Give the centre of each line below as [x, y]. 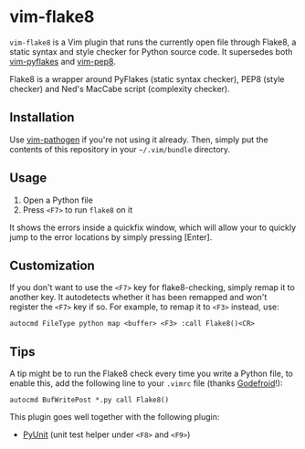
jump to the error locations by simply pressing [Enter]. [111, 237]
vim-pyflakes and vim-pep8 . [63, 61]
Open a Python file [58, 200]
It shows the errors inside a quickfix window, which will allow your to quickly [153, 227]
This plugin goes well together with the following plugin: [115, 417]
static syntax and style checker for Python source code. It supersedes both [151, 51]
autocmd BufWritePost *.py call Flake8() [89, 400]
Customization [53, 265]
